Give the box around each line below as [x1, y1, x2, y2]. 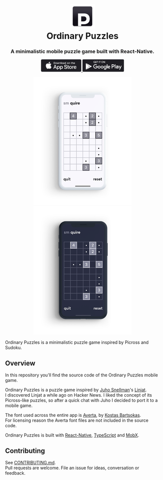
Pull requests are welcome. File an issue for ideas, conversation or [5, 465, 139, 471]
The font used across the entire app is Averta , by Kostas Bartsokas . [5, 412, 141, 418]
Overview [5, 359, 36, 368]
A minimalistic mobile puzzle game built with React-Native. [10, 48, 155, 55]
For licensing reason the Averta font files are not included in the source [5, 417, 149, 423]
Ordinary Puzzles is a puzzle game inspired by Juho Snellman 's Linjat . [5, 387, 147, 393]
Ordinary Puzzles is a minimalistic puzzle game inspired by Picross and [5, 339, 149, 345]
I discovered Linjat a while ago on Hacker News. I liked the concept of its [5, 392, 152, 398]
